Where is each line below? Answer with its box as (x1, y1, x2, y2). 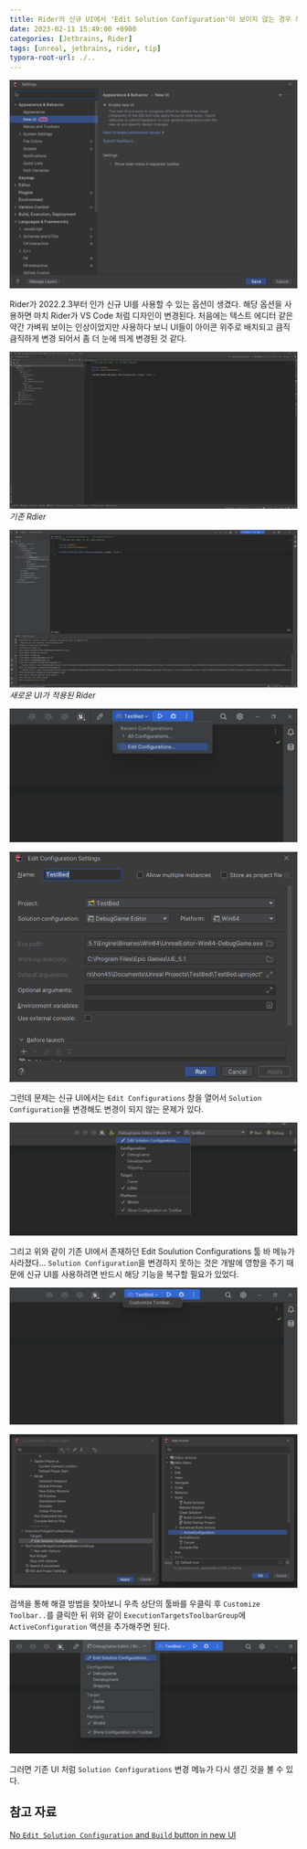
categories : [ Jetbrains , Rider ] (9, 34, 132, 43)
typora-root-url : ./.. (9, 53, 96, 63)
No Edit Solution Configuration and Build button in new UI (9, 1829, 237, 1840)
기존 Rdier (9, 512, 47, 523)
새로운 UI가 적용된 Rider (9, 690, 96, 701)
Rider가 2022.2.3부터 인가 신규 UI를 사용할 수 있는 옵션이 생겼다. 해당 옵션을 (9, 298, 283, 310)
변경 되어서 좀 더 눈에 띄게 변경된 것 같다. (40, 333, 187, 343)
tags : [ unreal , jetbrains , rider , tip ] (9, 44, 162, 53)
